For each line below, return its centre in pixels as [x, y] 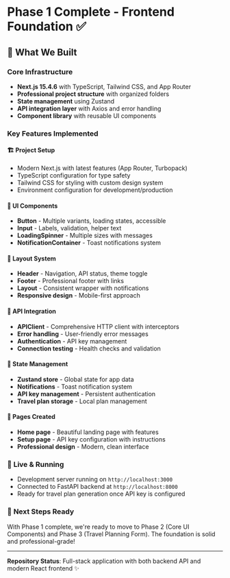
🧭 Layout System [31, 258]
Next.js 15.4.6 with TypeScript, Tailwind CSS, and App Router [104, 86]
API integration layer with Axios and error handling [89, 108]
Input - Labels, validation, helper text [69, 228]
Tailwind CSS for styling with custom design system [90, 183]
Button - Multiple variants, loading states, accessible [91, 221]
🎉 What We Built [42, 52]
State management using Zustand [66, 101]
